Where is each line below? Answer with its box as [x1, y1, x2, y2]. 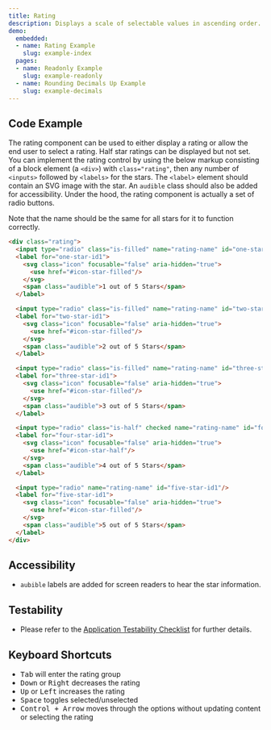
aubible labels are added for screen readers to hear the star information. [19, 580, 261, 590]
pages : [15, 57, 38, 65]
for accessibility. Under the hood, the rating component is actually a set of [8, 190, 255, 199]
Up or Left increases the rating [19, 686, 125, 696]
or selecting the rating [19, 712, 94, 722]
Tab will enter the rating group [19, 670, 121, 678]
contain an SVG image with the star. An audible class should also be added [8, 181, 258, 190]
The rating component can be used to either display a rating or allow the [8, 138, 248, 148]
